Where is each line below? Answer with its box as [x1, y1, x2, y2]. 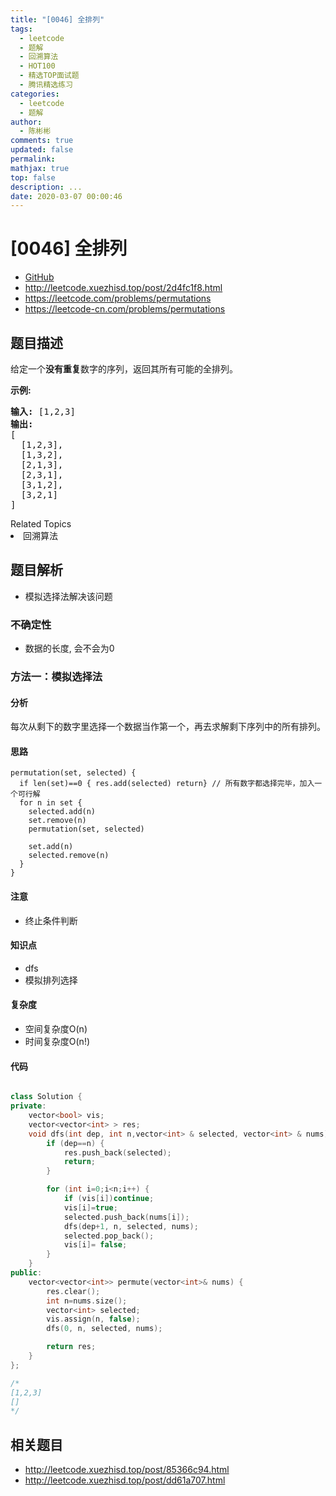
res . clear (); [46, 1286, 101, 1296]
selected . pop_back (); [63, 1231, 155, 1241]
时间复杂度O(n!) [24, 1036, 91, 1048]
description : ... [10, 182, 83, 192]
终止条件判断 [24, 914, 78, 926]
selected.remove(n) [28, 851, 110, 861]
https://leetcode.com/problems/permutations [24, 292, 212, 305]
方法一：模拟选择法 [10, 670, 103, 684]
